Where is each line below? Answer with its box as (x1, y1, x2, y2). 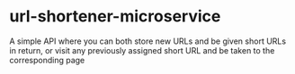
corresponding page (9, 54, 85, 65)
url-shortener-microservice (9, 6, 221, 27)
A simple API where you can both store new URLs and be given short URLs (9, 36, 286, 46)
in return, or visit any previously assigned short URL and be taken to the (9, 45, 275, 55)
